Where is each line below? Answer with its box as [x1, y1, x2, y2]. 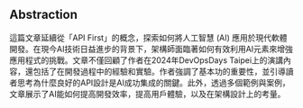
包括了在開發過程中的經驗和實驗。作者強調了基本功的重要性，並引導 [32, 66, 286, 76]
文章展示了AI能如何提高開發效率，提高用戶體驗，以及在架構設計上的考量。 [9, 88, 286, 99]
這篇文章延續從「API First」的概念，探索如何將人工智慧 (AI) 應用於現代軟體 [9, 31, 288, 43]
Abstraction [9, 7, 78, 22]
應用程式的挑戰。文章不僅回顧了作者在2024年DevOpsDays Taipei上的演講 [9, 54, 284, 66]
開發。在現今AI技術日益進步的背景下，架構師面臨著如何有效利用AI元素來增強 [9, 43, 293, 54]
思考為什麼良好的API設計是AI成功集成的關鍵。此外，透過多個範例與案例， [16, 76, 290, 88]
